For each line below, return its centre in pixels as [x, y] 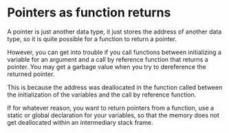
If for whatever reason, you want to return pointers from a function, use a [111, 108]
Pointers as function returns [89, 13]
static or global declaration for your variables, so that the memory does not [113, 115]
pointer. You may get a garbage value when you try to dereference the [107, 66]
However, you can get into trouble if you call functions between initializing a [115, 52]
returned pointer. [31, 74]
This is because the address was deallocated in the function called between [115, 87]
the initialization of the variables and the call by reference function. [102, 95]
